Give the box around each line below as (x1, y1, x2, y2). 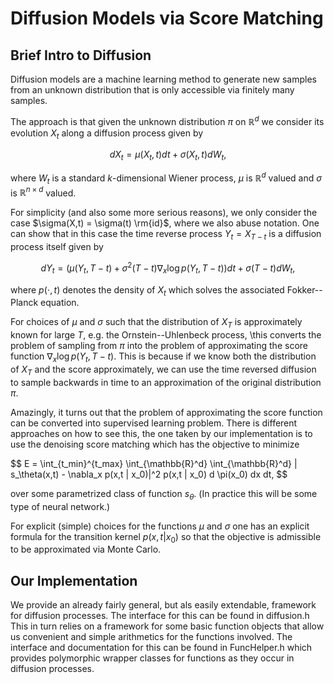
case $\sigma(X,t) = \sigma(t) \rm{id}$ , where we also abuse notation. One (10, 217, 320, 229)
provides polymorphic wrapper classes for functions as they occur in (10, 652, 295, 664)
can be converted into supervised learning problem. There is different (10, 417, 298, 429)
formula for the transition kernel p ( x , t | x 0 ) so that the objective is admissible (10, 530, 322, 545)
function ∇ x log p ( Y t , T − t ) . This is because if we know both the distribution (10, 350, 317, 364)
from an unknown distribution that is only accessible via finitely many (10, 84, 295, 96)
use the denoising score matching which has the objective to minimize (10, 438, 300, 450)
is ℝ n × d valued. (10, 185, 77, 199)
